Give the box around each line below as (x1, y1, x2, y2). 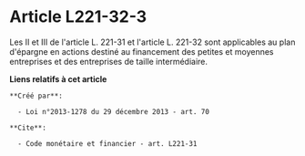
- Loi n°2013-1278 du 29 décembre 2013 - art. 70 (17, 107, 209, 116)
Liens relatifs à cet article (9, 73, 107, 84)
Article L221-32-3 (9, 6, 147, 27)
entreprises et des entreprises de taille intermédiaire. (9, 56, 208, 67)
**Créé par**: (9, 91, 64, 100)
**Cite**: (9, 123, 47, 132)
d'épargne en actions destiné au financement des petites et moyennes (9, 46, 274, 57)
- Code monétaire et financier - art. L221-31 (17, 139, 198, 148)
